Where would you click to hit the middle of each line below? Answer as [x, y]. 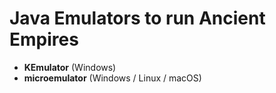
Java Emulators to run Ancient [137, 18]
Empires [44, 39]
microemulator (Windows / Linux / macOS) [112, 78]
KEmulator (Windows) [70, 67]
